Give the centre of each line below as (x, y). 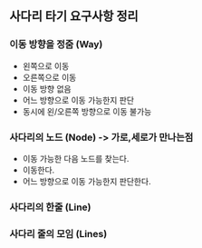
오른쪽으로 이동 (49, 77)
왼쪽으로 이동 (46, 65)
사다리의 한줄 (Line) (50, 207)
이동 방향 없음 (47, 88)
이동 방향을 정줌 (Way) (56, 45)
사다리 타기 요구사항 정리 (74, 16)
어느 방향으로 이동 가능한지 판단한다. (87, 181)
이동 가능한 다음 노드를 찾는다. (76, 158)
